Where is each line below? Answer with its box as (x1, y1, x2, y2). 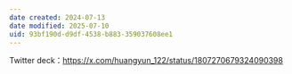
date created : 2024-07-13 (9, 12, 105, 22)
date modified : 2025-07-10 (9, 21, 109, 30)
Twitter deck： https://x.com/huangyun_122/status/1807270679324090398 (9, 55, 283, 66)
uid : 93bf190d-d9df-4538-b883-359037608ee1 (9, 29, 174, 38)
